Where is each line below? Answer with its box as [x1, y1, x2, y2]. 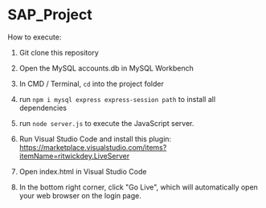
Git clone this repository [18, 47, 100, 57]
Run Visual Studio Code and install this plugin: [18, 134, 172, 144]
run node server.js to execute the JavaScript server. [18, 118, 194, 128]
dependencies [18, 103, 68, 112]
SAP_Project [7, 6, 93, 24]
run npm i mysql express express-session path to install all [18, 94, 216, 104]
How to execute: [7, 32, 62, 42]
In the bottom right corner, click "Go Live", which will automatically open [18, 182, 259, 192]
